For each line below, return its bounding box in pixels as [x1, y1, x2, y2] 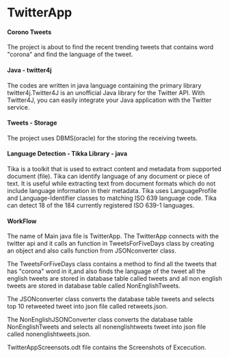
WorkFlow [7, 217, 37, 225]
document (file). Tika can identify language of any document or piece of [7, 172, 211, 180]
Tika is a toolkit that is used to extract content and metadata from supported [7, 165, 221, 172]
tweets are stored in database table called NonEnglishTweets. [7, 282, 181, 290]
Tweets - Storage [7, 118, 57, 127]
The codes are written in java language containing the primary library [7, 81, 202, 90]
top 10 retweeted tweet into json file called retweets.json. [7, 303, 168, 311]
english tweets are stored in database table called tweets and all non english [7, 274, 222, 283]
